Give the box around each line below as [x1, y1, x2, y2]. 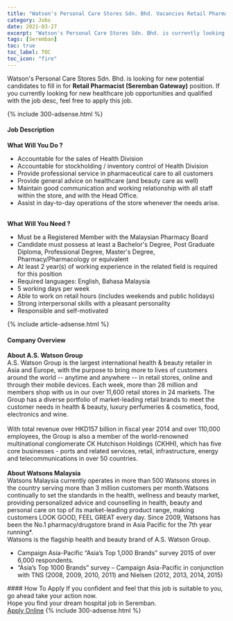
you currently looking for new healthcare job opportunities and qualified [7, 89, 213, 97]
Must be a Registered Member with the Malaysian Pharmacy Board [17, 233, 209, 241]
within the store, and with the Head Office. [17, 191, 139, 200]
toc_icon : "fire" [7, 55, 58, 62]
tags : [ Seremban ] [7, 36, 58, 43]
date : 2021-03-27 [7, 23, 58, 30]
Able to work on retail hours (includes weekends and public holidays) [17, 292, 215, 300]
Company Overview [7, 335, 66, 344]
